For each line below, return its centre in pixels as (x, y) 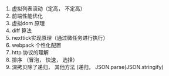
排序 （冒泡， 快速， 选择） (45, 60)
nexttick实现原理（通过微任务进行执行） (60, 38)
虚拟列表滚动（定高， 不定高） (48, 8)
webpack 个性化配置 (36, 45)
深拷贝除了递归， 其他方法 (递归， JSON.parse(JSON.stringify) (87, 67)
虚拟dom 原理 (28, 23)
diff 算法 (22, 30)
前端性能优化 (27, 16)
